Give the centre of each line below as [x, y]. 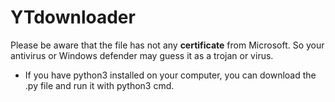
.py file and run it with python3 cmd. [99, 85]
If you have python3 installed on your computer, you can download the [170, 75]
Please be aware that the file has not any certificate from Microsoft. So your [167, 45]
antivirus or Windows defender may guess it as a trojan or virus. [142, 55]
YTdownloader [73, 17]
